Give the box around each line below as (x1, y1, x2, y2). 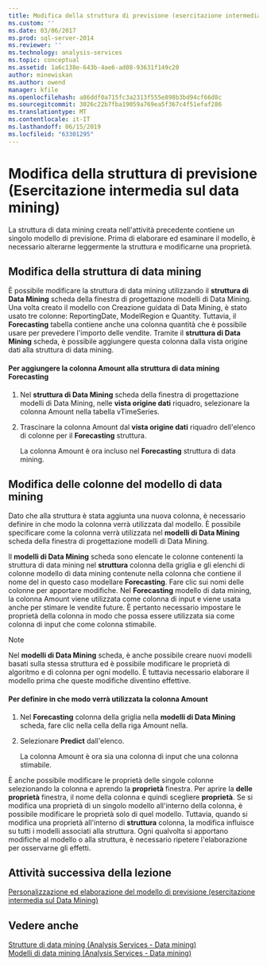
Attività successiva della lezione (8, 866, 172, 879)
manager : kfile (8, 85, 59, 94)
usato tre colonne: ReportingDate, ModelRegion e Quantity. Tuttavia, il (8, 312, 237, 321)
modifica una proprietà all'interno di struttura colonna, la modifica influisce (8, 818, 254, 827)
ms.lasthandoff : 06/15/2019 (8, 123, 102, 131)
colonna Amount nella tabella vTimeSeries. (19, 406, 161, 416)
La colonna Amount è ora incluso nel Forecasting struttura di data (19, 446, 236, 455)
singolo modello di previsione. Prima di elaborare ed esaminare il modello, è (8, 233, 256, 243)
